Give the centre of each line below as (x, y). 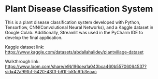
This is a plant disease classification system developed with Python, (73, 22)
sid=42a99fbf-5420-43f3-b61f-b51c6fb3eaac (51, 71)
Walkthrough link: (22, 61)
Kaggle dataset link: (25, 47)
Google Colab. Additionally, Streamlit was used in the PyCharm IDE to (74, 32)
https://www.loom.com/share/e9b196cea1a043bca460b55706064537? (76, 66)
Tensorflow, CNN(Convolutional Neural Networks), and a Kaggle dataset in (79, 27)
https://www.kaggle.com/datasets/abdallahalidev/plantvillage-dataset (74, 52)
